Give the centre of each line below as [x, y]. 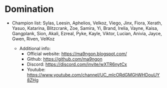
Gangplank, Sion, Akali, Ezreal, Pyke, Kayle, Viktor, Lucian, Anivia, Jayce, [87, 33]
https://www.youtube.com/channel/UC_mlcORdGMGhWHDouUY [93, 75]
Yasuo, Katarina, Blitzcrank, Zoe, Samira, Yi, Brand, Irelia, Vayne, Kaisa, [85, 28]
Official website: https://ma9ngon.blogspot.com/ [77, 54]
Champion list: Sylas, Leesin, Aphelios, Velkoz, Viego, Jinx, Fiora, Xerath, [87, 23]
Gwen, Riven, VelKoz [33, 39]
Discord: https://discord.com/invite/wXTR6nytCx [77, 64]
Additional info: [35, 48]
